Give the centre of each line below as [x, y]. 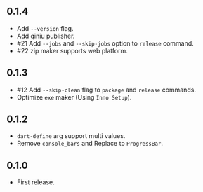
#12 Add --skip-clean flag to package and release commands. [106, 90]
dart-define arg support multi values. [71, 136]
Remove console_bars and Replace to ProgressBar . [90, 144]
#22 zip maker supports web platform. [72, 50]
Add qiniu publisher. [46, 36]
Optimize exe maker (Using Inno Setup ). [74, 97]
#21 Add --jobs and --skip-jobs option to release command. [105, 43]
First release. [35, 182]
